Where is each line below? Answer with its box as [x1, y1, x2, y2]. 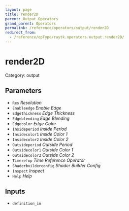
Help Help [12, 173, 32, 179]
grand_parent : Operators [5, 21, 56, 26]
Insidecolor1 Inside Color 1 [12, 131, 68, 137]
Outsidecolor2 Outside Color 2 [12, 152, 74, 158]
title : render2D [5, 12, 38, 17]
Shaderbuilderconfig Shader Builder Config [12, 162, 101, 168]
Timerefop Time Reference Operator [12, 157, 85, 163]
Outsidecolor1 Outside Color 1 [12, 146, 73, 153]
